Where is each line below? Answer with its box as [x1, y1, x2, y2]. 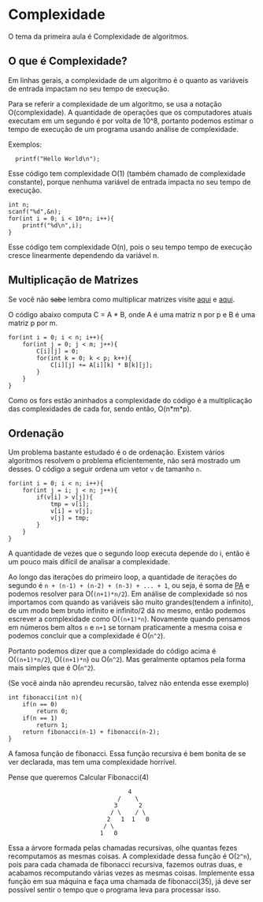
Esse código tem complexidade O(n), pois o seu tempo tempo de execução [8, 242, 253, 252]
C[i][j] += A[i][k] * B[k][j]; [50, 361, 154, 369]
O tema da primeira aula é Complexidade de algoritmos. [8, 32, 189, 41]
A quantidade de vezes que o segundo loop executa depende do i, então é [8, 548, 250, 558]
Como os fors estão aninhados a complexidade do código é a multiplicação [8, 395, 253, 405]
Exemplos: [8, 140, 42, 149]
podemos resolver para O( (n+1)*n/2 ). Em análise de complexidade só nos [8, 589, 248, 599]
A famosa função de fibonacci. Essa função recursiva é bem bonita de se [8, 749, 246, 758]
